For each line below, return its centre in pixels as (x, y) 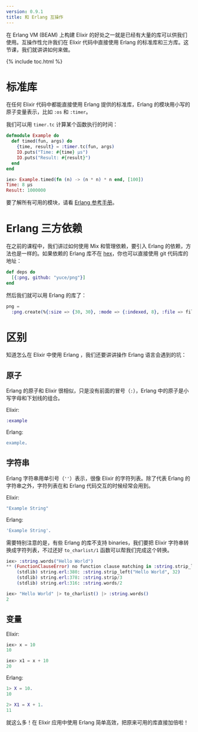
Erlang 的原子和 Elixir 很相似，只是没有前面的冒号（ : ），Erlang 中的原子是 (95, 391)
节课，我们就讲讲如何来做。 (40, 49)
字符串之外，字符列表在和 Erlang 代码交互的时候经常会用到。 (80, 485)
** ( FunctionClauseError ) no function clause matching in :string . (91, 567)
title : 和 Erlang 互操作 (35, 17)
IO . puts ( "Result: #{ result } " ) (54, 157)
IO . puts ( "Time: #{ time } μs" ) (52, 152)
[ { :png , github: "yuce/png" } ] (48, 278)
